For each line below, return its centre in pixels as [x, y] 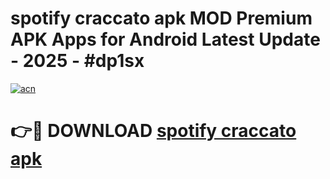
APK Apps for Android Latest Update [165, 39]
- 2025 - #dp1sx [77, 61]
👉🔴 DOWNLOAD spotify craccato [153, 131]
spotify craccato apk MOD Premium [161, 18]
